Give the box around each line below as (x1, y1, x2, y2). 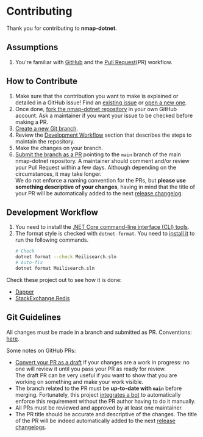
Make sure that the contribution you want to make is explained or (15, 92, 179, 99)
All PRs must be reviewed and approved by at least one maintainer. (15, 404, 183, 411)
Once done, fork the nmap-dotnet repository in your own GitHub (15, 105, 177, 112)
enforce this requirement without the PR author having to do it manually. (15, 397, 196, 405)
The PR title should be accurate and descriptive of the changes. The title (15, 410, 198, 417)
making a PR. (15, 118, 49, 126)
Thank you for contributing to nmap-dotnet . (6, 24, 117, 32)
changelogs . (15, 423, 47, 431)
